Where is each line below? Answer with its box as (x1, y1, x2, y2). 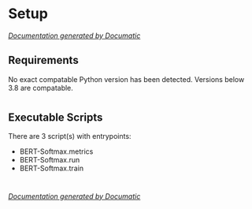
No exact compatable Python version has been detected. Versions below (8, 74, 245, 84)
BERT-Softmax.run (19, 155, 80, 165)
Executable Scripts (8, 110, 103, 124)
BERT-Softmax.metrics (19, 147, 94, 156)
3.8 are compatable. (8, 83, 73, 92)
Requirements (8, 54, 79, 67)
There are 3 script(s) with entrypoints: (8, 132, 132, 141)
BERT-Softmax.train (19, 163, 84, 174)
